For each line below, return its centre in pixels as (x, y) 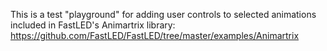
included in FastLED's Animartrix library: (93, 25)
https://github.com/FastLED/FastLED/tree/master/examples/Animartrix (155, 35)
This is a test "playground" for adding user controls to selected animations (163, 14)
